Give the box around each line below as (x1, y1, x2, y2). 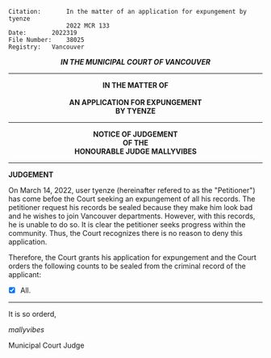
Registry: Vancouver (8, 43, 85, 51)
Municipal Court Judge (8, 340, 85, 351)
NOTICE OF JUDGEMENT (93, 129, 178, 139)
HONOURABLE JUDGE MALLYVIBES (73, 146, 198, 156)
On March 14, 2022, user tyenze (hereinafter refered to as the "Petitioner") (8, 186, 256, 195)
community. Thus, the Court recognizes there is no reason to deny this (8, 229, 244, 238)
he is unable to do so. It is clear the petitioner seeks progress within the (8, 220, 246, 230)
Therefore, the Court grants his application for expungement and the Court (8, 253, 256, 262)
